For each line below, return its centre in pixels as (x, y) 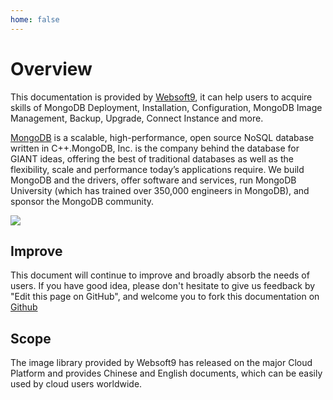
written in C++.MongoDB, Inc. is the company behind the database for (155, 148)
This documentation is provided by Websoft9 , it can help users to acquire (161, 97)
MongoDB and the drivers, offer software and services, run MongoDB (153, 180)
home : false (35, 19)
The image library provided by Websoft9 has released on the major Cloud (161, 363)
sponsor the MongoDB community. (82, 201)
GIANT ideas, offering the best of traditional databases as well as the (152, 158)
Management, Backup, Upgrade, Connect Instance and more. (137, 118)
